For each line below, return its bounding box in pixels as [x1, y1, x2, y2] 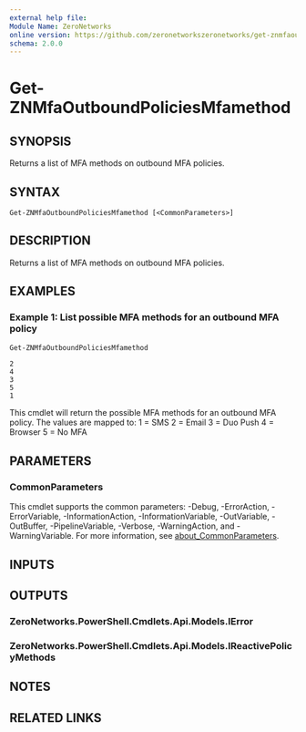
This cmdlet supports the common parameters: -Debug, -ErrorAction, [9, 501, 270, 512]
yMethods [9, 651, 56, 664]
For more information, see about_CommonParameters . [76, 531, 280, 541]
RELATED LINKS [9, 710, 102, 726]
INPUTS [9, 557, 55, 572]
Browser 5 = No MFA [9, 427, 88, 438]
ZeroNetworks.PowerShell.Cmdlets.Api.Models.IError [9, 614, 253, 627]
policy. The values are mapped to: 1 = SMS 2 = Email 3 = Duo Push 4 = [9, 417, 275, 428]
